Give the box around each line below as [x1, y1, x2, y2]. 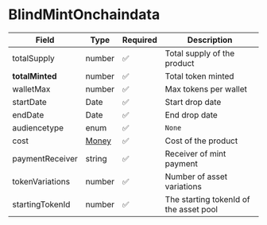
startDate [12, 96, 48, 107]
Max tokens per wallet [164, 83, 248, 95]
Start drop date [164, 96, 222, 107]
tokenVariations [12, 176, 70, 187]
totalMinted [12, 70, 57, 81]
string [85, 153, 107, 164]
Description [187, 34, 233, 45]
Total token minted [164, 70, 234, 81]
